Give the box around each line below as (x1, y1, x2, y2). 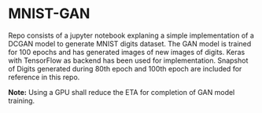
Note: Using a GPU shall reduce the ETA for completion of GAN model (8, 87, 235, 97)
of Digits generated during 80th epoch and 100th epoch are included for (8, 64, 242, 73)
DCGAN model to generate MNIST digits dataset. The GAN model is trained (8, 38, 252, 48)
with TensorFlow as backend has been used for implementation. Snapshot (8, 56, 249, 65)
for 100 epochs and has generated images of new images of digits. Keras (8, 47, 245, 56)
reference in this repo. (8, 72, 80, 82)
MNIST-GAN (8, 5, 90, 23)
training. (8, 96, 35, 105)
